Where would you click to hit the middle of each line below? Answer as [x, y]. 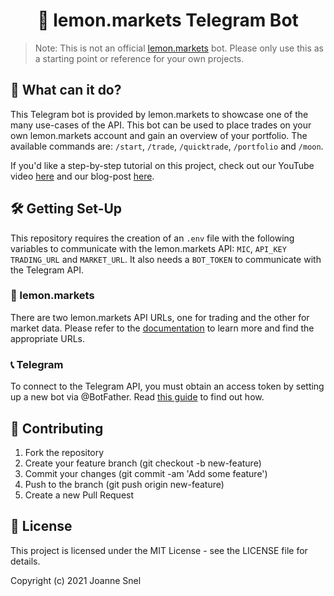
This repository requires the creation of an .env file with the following [152, 238]
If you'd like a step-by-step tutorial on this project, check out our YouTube [162, 165]
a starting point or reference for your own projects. [139, 58]
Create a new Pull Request [79, 495]
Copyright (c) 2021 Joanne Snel [76, 580]
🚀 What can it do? [66, 90]
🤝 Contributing [57, 428]
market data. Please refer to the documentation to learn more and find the [162, 328]
